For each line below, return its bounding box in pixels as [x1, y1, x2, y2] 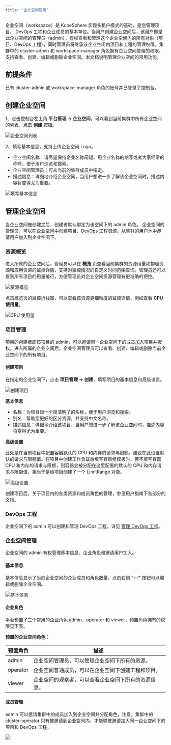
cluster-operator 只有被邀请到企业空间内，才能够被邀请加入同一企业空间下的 [5, 718, 166, 724]
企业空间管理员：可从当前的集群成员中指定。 [12, 167, 107, 173]
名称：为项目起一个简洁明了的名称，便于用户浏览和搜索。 [12, 408, 133, 415]
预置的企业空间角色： [5, 633, 50, 640]
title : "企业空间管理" [5, 7, 49, 13]
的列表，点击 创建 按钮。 [5, 122, 57, 128]
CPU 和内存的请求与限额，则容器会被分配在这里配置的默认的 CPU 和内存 [5, 462, 157, 468]
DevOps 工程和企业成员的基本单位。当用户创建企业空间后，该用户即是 [15, 29, 163, 35]
